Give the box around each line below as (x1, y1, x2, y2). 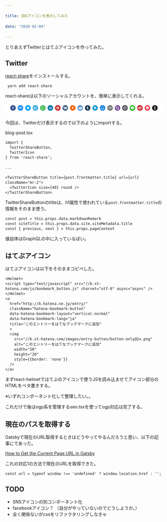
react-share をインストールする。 (5, 72, 73, 78)
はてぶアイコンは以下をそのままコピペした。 (5, 265, 97, 272)
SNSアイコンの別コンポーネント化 (12, 498, 83, 504)
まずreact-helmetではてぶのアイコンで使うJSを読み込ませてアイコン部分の (5, 376, 159, 382)
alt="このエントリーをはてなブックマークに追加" (14, 342, 102, 347)
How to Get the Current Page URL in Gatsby (5, 450, 95, 456)
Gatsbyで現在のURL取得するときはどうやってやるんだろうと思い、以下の (5, 434, 155, 440)
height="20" (14, 352, 39, 357)
